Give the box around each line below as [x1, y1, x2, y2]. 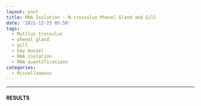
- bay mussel [11, 48, 44, 54]
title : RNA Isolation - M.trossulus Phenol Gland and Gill [6, 14, 157, 20]
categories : [6, 64, 36, 71]
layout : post [6, 8, 39, 15]
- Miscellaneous [11, 70, 52, 76]
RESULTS [6, 94, 30, 101]
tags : [6, 25, 20, 32]
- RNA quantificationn [11, 59, 68, 65]
